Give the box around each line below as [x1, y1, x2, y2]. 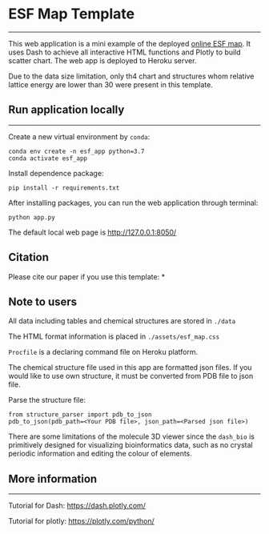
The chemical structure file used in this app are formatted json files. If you [8, 363, 252, 372]
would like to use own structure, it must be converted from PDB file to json [8, 371, 254, 381]
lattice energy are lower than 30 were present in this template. [8, 79, 214, 89]
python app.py [8, 213, 56, 221]
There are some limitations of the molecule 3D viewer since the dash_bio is [8, 432, 255, 441]
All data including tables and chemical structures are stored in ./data [8, 316, 236, 326]
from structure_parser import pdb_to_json [8, 411, 152, 419]
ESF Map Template [8, 5, 134, 23]
